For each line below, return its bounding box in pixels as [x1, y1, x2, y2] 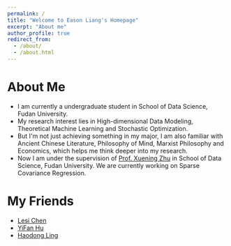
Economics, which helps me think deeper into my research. [17, 146, 188, 155]
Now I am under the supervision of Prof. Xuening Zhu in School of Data [17, 154, 222, 162]
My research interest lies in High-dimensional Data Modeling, [17, 116, 193, 125]
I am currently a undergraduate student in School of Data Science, [17, 102, 208, 110]
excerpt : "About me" [7, 23, 68, 30]
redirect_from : [7, 36, 52, 43]
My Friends [7, 193, 75, 209]
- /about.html [13, 49, 54, 56]
